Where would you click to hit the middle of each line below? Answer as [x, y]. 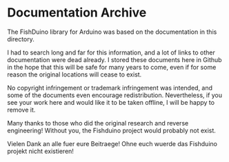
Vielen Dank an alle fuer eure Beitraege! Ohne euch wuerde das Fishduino [112, 143]
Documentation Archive [77, 13]
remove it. [21, 110]
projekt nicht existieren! [41, 151]
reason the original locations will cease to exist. [74, 74]
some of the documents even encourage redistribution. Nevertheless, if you [115, 95]
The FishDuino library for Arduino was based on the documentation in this [112, 32]
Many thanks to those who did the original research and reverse [98, 123]
